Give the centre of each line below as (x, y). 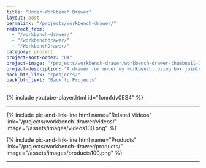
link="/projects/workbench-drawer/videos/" (62, 122)
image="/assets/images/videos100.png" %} (62, 128)
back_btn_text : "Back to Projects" (52, 80)
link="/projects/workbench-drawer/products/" (65, 147)
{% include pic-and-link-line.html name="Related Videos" (79, 115)
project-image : (26, 63)
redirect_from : (26, 29)
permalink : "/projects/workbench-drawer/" (61, 23)
